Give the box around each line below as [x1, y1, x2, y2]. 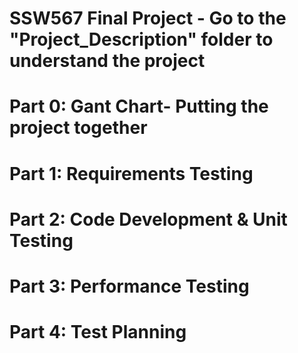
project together [9, 117, 148, 139]
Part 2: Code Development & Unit [9, 208, 288, 231]
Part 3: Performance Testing [9, 275, 250, 297]
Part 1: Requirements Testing [9, 162, 254, 185]
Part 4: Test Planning [9, 321, 187, 344]
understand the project [9, 50, 206, 72]
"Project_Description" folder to [9, 28, 274, 51]
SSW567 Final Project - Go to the [9, 7, 287, 30]
